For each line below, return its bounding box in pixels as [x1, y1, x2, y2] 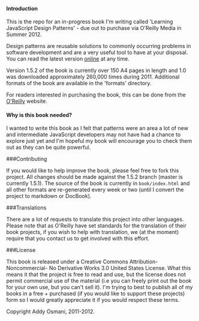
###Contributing [6, 155, 47, 163]
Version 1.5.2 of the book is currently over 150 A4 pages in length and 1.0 [6, 67, 186, 74]
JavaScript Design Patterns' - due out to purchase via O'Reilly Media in [6, 25, 182, 32]
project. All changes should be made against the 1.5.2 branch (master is [6, 173, 183, 181]
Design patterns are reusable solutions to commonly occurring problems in [6, 43, 191, 50]
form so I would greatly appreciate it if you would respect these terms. [6, 296, 180, 304]
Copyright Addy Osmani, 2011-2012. [6, 308, 95, 315]
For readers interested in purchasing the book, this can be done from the [6, 91, 186, 98]
